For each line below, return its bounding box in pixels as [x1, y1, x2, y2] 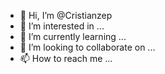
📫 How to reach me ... [19, 53, 113, 64]
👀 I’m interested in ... [19, 20, 105, 32]
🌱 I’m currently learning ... [19, 31, 127, 42]
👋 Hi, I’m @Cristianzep [19, 10, 113, 21]
